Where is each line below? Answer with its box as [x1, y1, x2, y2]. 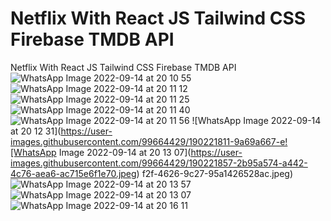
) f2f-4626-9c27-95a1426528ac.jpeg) [136, 167, 294, 179]
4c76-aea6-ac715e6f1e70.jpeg [10, 167, 137, 179]
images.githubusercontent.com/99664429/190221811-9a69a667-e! [10, 135, 288, 147]
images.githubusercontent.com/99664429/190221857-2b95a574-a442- [10, 157, 308, 169]
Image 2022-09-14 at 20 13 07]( [58, 146, 192, 158]
